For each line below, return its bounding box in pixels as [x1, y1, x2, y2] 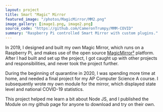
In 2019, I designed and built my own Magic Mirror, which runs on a [5, 45, 144, 50]
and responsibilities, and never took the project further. [5, 61, 119, 66]
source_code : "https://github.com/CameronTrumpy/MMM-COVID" [5, 26, 134, 31]
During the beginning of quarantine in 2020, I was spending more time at [5, 70, 155, 76]
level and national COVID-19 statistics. [5, 86, 84, 92]
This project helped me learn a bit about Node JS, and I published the [5, 96, 149, 102]
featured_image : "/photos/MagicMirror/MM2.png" [5, 17, 107, 22]
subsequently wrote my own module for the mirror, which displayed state [5, 81, 156, 87]
